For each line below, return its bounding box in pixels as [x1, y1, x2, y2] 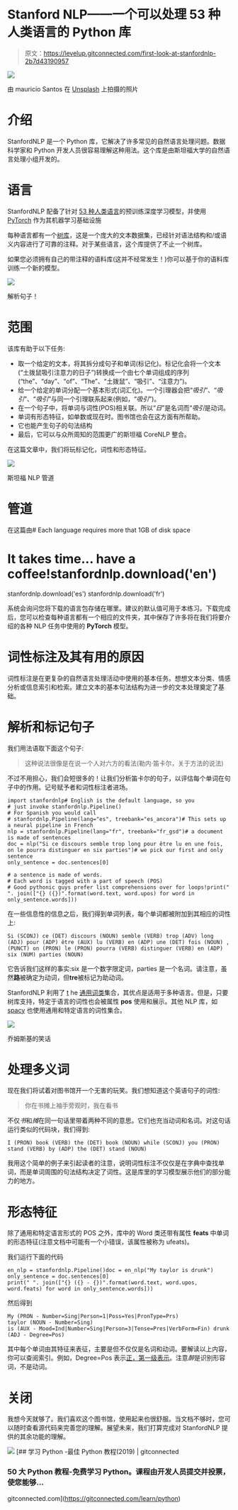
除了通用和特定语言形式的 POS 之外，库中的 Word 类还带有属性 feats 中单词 [7, 1229, 229, 1237]
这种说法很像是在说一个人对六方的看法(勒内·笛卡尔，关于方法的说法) [24, 759, 225, 767]
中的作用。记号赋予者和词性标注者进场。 [13, 783, 132, 791]
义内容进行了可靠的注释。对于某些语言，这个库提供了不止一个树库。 [7, 239, 206, 248]
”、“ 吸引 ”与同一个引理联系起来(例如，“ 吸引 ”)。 [23, 394, 161, 403]
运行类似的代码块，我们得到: [7, 1125, 91, 1134]
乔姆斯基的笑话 [7, 1034, 51, 1043]
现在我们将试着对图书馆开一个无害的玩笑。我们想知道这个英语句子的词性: [7, 1086, 221, 1095]
